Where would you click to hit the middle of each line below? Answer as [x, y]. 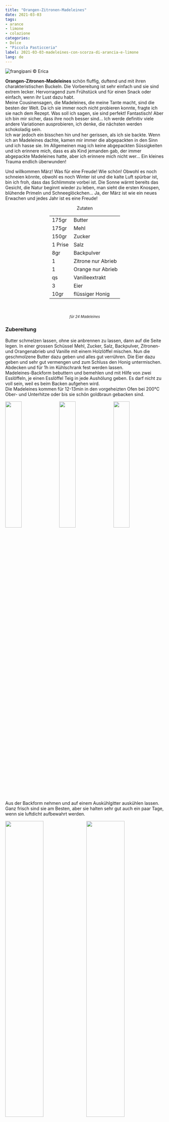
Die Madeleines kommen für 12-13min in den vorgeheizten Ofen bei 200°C [82, 389]
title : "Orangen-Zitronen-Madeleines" [46, 10]
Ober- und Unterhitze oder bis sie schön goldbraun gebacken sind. [75, 394]
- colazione [18, 33]
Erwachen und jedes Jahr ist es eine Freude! [51, 198]
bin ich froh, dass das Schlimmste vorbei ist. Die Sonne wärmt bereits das [82, 182]
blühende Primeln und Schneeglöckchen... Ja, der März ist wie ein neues [81, 193]
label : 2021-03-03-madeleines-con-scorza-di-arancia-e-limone [72, 52]
